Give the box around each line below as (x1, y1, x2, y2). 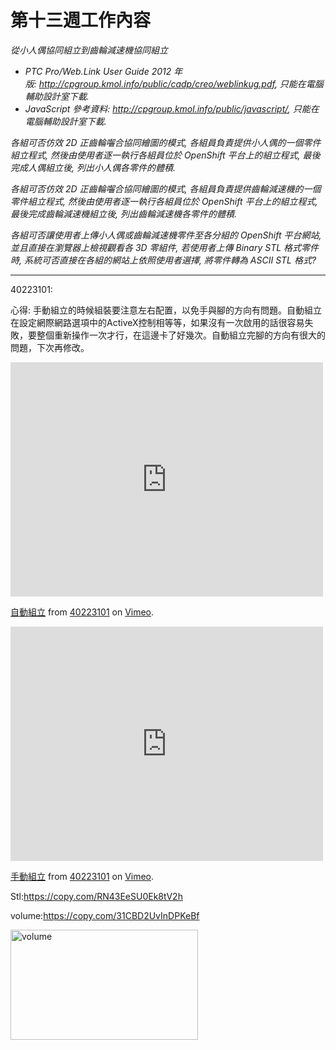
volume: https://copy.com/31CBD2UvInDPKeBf (10, 909, 200, 921)
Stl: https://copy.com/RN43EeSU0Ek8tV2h (10, 890, 183, 902)
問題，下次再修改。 (10, 341, 90, 353)
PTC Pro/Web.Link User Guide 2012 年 (24, 65, 183, 77)
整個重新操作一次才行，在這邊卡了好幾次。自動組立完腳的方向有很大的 (36, 329, 326, 341)
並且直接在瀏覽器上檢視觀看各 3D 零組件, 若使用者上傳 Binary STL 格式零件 (10, 241, 320, 253)
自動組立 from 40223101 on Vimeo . (10, 606, 155, 618)
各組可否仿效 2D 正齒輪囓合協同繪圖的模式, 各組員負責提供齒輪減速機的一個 (10, 182, 322, 195)
